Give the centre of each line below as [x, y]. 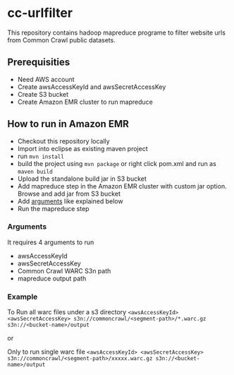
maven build [35, 172]
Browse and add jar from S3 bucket [69, 194]
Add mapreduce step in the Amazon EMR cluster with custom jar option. [122, 186]
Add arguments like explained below [70, 201]
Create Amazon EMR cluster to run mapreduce [85, 102]
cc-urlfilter [40, 13]
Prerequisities [39, 63]
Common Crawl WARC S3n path [64, 270]
